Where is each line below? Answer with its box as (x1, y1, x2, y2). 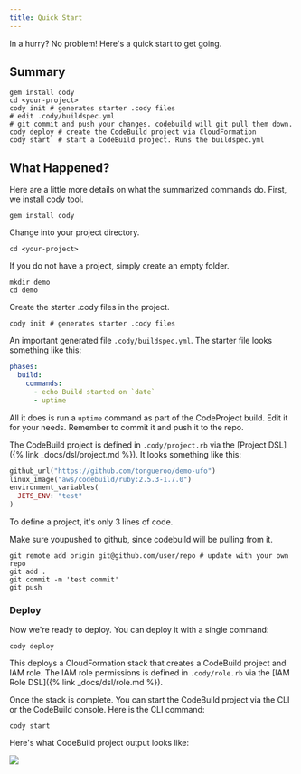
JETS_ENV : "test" (17, 492, 83, 501)
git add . (9, 567, 47, 576)
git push (9, 583, 42, 592)
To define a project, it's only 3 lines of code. (9, 516, 174, 527)
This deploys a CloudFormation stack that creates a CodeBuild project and (9, 657, 287, 669)
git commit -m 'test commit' (9, 575, 119, 584)
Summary (9, 64, 66, 80)
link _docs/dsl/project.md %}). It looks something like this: (25, 448, 242, 459)
